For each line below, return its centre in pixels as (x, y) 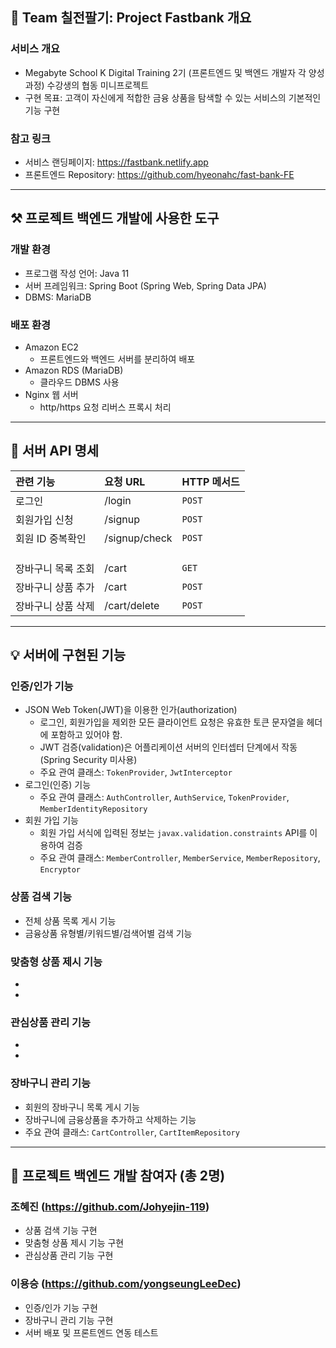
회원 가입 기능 (51, 820)
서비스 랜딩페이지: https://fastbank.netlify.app (116, 162)
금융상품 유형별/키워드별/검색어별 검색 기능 (108, 933)
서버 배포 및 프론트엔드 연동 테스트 (91, 1332)
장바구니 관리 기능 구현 (69, 1320)
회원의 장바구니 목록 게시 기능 (82, 1107)
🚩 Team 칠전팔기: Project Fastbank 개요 (131, 18)
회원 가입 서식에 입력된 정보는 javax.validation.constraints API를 (173, 833)
